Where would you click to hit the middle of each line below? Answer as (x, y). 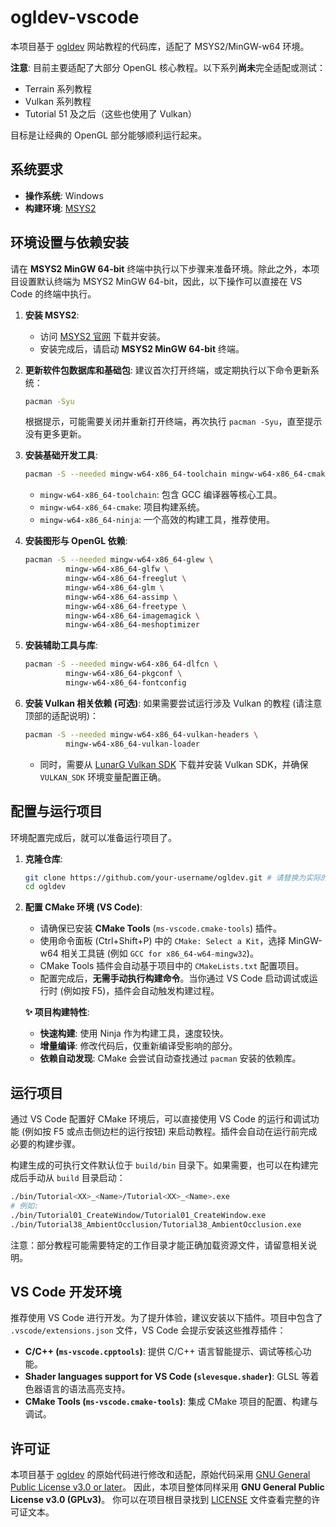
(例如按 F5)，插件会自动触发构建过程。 (139, 991)
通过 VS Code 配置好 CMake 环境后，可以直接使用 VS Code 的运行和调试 (160, 1119)
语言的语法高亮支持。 (86, 1389)
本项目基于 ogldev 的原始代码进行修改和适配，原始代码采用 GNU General (160, 1475)
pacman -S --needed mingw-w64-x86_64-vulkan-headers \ (141, 734)
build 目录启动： (91, 1178)
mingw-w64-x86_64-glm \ (115, 587)
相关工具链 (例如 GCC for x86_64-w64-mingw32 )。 (159, 953)
